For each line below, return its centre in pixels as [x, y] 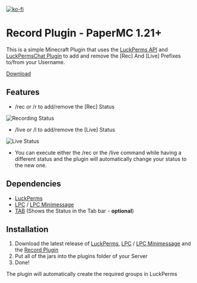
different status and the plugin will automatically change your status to [101, 159]
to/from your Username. [36, 62]
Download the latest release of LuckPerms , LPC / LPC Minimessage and [103, 244]
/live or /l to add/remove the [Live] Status [65, 129]
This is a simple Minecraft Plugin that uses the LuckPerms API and [87, 49]
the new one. [31, 165]
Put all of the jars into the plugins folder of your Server [81, 256]
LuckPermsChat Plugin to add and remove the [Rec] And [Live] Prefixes [93, 56]
